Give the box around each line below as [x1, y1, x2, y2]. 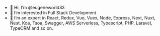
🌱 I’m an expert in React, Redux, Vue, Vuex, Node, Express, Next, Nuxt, [9, 15, 156, 20]
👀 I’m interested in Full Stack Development [9, 10, 97, 16]
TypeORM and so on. [9, 25, 53, 31]
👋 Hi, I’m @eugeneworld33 [9, 5, 65, 10]
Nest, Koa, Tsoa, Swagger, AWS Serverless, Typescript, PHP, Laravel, [9, 20, 153, 26]
